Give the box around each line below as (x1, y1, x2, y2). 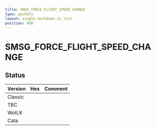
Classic (7, 94, 24, 100)
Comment (44, 85, 68, 92)
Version (7, 85, 26, 92)
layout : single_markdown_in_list (5, 16, 72, 21)
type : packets (5, 12, 34, 16)
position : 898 (5, 20, 34, 26)
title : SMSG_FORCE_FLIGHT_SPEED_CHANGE (5, 7, 85, 12)
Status (5, 71, 26, 79)
